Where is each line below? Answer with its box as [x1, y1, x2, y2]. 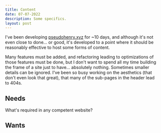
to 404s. [5, 80, 23, 86]
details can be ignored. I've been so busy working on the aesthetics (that [5, 69, 152, 76]
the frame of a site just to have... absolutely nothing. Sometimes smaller [5, 65, 150, 70]
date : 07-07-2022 [5, 12, 41, 17]
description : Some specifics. [5, 16, 67, 21]
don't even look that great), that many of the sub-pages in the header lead [5, 75, 155, 81]
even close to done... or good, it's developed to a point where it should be [5, 40, 154, 45]
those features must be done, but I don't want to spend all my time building [5, 59, 157, 65]
